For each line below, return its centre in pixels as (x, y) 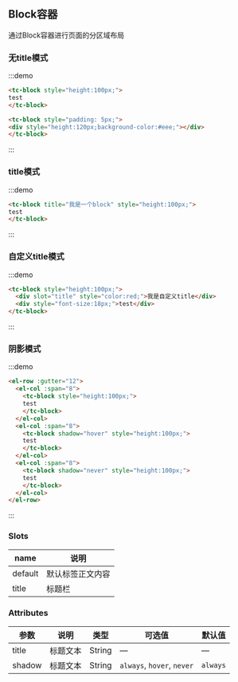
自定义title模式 (37, 256)
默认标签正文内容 (78, 573)
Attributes (28, 613)
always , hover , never (156, 665)
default (25, 573)
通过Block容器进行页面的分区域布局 (66, 35)
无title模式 (28, 57)
